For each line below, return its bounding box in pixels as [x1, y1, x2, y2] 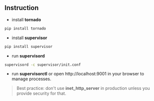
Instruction [4, 4, 39, 12]
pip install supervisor [4, 44, 53, 49]
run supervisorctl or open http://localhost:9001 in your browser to [11, 71, 144, 77]
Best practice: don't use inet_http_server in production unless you [16, 86, 150, 91]
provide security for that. [16, 90, 67, 96]
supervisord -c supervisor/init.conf [4, 62, 81, 67]
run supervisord [11, 53, 45, 58]
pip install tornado [4, 26, 47, 31]
